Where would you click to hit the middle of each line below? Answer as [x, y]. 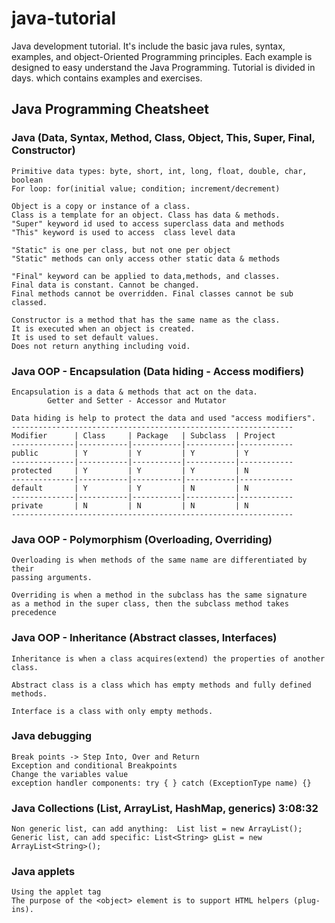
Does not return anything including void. [101, 346]
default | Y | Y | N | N [130, 488]
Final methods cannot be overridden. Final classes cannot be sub [152, 293]
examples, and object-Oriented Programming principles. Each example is [162, 56]
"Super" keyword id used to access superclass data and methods [148, 223]
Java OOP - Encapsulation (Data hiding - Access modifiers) [158, 371]
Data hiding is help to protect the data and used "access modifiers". [163, 418]
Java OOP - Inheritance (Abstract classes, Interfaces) [144, 638]
